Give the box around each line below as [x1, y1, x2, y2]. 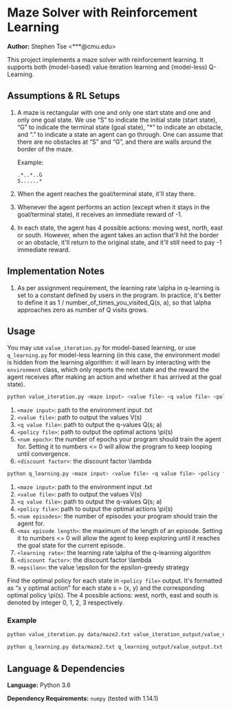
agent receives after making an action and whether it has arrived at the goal [7, 373, 222, 381]
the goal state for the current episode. [16, 541, 125, 549]
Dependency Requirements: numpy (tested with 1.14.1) [7, 694, 159, 702]
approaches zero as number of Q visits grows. [16, 305, 148, 314]
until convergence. [16, 450, 71, 458]
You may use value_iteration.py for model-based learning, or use [7, 344, 196, 352]
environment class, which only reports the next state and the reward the [7, 366, 210, 374]
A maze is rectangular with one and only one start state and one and [16, 108, 211, 116]
